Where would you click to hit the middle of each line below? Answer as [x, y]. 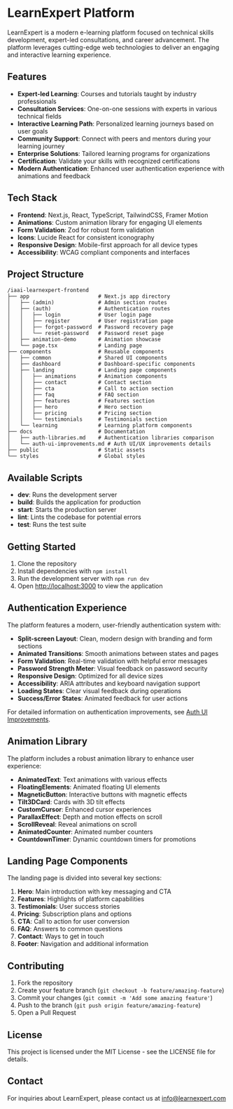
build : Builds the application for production [79, 502]
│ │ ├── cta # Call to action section [90, 389]
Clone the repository [47, 564]
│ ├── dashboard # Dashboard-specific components [101, 364]
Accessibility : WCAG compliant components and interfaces [104, 252]
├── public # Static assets [76, 450]
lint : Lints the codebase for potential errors [79, 517]
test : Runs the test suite [52, 525]
